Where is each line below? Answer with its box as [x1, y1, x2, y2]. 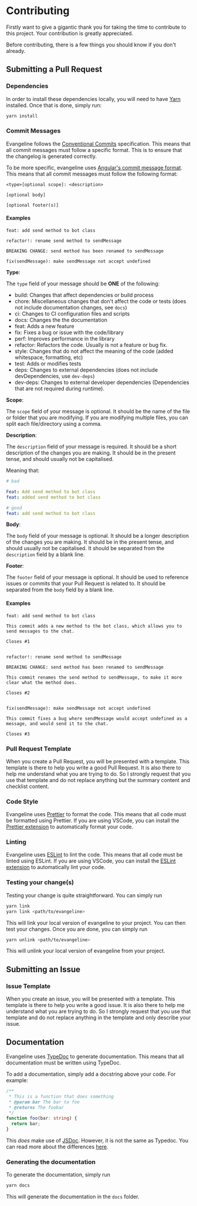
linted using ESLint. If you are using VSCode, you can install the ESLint [6, 857, 176, 864]
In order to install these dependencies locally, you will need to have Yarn [6, 95, 181, 102]
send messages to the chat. [6, 628, 75, 634]
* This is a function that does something [8, 1093, 114, 1099]
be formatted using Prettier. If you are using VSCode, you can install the [6, 817, 179, 824]
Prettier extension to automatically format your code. [6, 823, 134, 830]
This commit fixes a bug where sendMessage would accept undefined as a [6, 715, 188, 722]
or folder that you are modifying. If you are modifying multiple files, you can [6, 414, 189, 421]
